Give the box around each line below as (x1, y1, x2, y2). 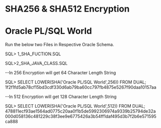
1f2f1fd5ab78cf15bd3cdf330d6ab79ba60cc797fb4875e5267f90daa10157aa (5, 84, 157, 90)
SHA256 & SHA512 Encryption (5, 3, 130, 15)
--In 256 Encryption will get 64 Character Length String (5, 70, 116, 76)
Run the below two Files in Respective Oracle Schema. (5, 42, 114, 48)
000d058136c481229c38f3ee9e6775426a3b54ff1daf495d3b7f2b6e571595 (5, 113, 157, 119)
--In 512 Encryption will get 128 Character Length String (5, 94, 117, 100)
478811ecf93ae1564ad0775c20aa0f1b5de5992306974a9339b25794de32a (5, 108, 156, 114)
